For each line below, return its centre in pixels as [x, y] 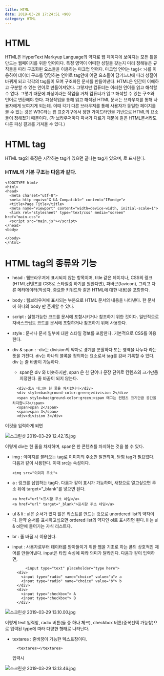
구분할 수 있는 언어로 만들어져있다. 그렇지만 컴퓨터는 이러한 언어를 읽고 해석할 [84, 87]
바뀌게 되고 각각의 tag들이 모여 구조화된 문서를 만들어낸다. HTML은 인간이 [76, 82]
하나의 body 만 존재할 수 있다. [46, 306]
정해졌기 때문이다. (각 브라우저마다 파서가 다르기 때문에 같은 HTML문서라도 [85, 118]
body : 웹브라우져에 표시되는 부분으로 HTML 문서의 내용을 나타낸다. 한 [79, 300]
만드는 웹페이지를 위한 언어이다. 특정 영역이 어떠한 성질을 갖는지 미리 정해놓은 [79, 63]
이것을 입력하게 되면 [24, 426]
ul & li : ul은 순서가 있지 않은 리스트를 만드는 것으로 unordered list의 [77, 514]
